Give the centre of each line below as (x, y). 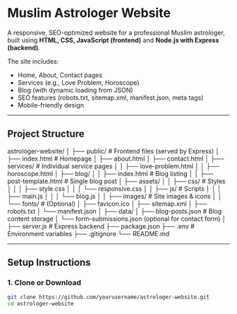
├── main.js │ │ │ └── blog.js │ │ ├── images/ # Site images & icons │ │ (115, 196)
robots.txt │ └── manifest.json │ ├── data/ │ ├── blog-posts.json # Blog (115, 211)
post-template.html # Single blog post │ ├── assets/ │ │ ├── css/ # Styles (116, 181)
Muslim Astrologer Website (89, 13)
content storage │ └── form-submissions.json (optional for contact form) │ (117, 219)
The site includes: (33, 61)
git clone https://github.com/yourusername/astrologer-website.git (109, 297)
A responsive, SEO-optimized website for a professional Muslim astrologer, (116, 33)
